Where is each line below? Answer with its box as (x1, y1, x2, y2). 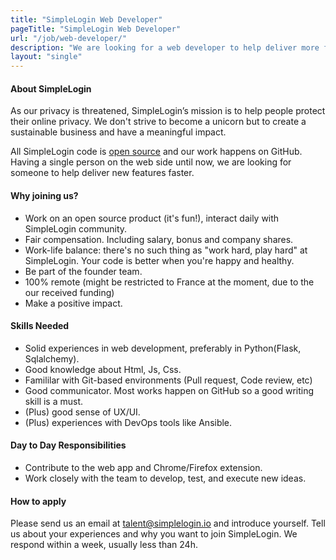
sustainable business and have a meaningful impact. (10, 126, 227, 138)
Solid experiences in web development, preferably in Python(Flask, (24, 342, 302, 354)
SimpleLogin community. (24, 222, 128, 235)
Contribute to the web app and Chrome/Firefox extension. (24, 461, 263, 473)
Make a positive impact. (24, 297, 123, 309)
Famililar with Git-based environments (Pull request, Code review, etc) (24, 374, 313, 386)
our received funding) (24, 286, 115, 298)
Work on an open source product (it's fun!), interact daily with (24, 212, 280, 224)
